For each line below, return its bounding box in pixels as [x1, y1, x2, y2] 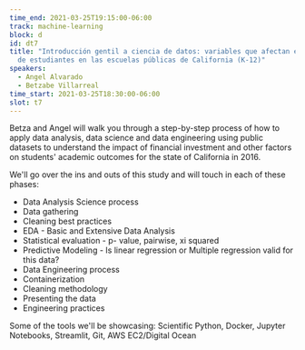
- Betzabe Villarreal [17, 81, 100, 90]
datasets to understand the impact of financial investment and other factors [9, 142, 292, 153]
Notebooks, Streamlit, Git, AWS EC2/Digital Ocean [9, 330, 197, 341]
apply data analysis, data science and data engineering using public [9, 133, 263, 144]
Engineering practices [22, 303, 105, 314]
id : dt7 [9, 38, 39, 48]
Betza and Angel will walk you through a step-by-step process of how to [9, 123, 280, 134]
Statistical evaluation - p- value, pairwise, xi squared [22, 235, 220, 246]
